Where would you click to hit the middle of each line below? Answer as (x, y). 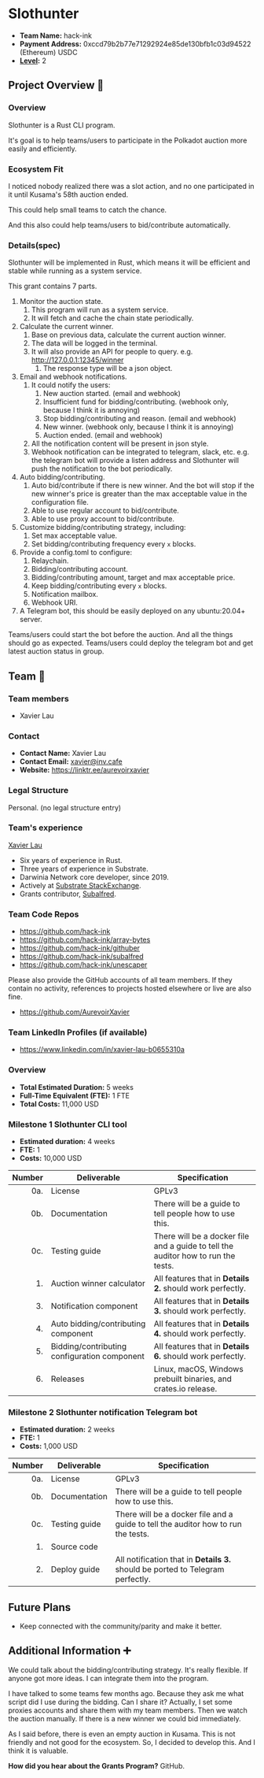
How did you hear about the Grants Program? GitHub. (96, 1765)
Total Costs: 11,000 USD (59, 1104)
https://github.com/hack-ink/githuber (79, 948)
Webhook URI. (55, 602)
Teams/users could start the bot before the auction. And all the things (121, 635)
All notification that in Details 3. (173, 1560)
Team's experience (46, 828)
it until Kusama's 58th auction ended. (68, 194)
